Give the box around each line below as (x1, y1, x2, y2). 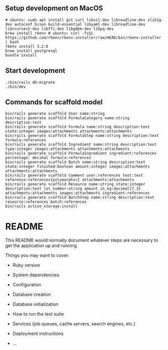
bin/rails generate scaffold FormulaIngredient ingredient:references (5, 151, 157, 156)
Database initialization (12, 301, 59, 307)
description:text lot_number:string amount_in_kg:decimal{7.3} (5, 186, 141, 191)
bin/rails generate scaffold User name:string (5, 111, 105, 116)
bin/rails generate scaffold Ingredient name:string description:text (5, 142, 157, 147)
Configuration (12, 282, 41, 288)
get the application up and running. (5, 243, 78, 249)
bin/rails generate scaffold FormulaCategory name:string (5, 115, 130, 121)
